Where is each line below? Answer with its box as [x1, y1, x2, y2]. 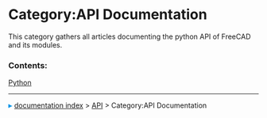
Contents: [8, 59, 48, 70]
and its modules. [8, 40, 63, 49]
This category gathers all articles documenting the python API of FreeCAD [8, 32, 251, 41]
